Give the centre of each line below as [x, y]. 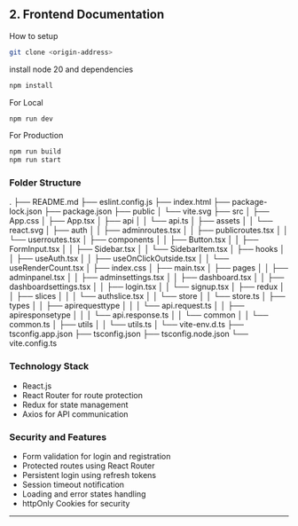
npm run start [35, 160]
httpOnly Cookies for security [76, 504]
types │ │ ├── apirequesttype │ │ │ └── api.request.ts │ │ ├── [127, 306]
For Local [27, 102]
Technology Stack [49, 366]
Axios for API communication [75, 414]
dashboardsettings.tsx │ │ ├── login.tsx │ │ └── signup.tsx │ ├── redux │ [147, 287]
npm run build [35, 152]
